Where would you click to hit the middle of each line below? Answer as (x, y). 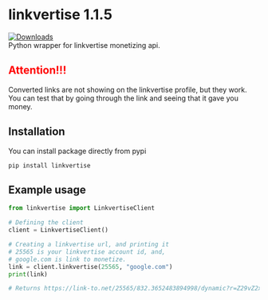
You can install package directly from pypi (77, 151)
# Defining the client (46, 223)
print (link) (28, 274)
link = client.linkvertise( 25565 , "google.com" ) (91, 266)
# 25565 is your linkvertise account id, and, (87, 252)
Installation (37, 132)
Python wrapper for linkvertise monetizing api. (85, 45)
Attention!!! (37, 71)
